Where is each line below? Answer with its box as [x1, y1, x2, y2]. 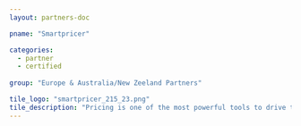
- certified [17, 62, 63, 71]
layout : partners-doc [9, 13, 90, 22]
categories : [9, 46, 54, 55]
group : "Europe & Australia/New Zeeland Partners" [9, 79, 202, 88]
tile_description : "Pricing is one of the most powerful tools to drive [9, 103, 287, 112]
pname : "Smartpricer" [9, 29, 90, 38]
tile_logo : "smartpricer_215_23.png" [9, 95, 150, 104]
